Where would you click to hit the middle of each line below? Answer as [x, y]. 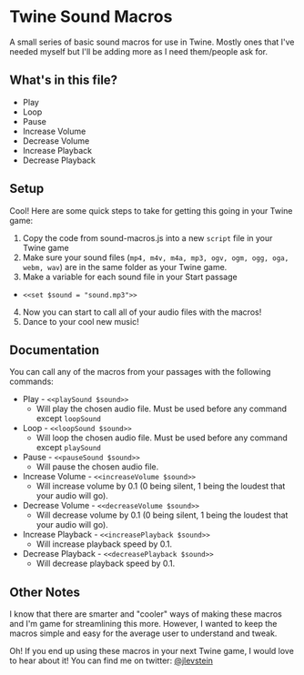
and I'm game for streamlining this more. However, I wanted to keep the [143, 624]
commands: [32, 382]
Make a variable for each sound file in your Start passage [130, 277]
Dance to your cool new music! [81, 321]
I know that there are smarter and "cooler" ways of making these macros [146, 614]
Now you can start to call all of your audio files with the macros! [142, 312]
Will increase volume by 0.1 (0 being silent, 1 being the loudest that [161, 486]
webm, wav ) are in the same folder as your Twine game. [125, 267]
